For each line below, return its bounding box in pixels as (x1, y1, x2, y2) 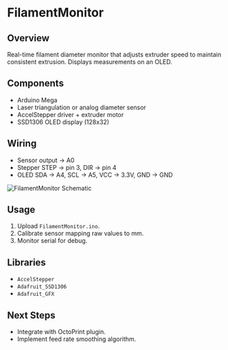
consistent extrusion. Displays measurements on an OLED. (7, 58, 173, 66)
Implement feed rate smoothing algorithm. (16, 335, 137, 343)
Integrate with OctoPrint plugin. (16, 328, 106, 336)
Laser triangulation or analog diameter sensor (16, 103, 146, 111)
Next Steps (7, 309, 56, 321)
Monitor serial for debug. (16, 237, 88, 245)
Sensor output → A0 (16, 156, 75, 164)
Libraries (7, 256, 46, 268)
